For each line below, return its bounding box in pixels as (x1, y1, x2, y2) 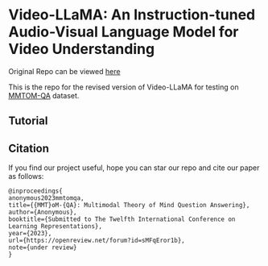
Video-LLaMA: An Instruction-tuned (8, 6, 256, 24)
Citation (8, 141, 50, 155)
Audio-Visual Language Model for (8, 23, 239, 41)
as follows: (8, 172, 44, 181)
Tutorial (8, 114, 48, 128)
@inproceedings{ (8, 187, 63, 195)
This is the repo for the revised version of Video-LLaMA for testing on (8, 82, 239, 92)
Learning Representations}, (8, 222, 103, 231)
